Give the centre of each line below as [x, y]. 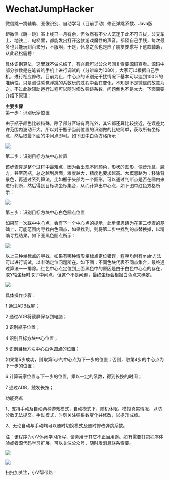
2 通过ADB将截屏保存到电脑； [36, 316]
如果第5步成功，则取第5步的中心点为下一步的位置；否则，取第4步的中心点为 [85, 359]
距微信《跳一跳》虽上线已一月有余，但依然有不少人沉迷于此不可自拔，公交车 [85, 34]
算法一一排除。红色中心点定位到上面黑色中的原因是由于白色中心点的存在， [87, 268]
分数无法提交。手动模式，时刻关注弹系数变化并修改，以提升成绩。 [74, 415]
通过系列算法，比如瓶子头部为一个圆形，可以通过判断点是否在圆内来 [94, 179]
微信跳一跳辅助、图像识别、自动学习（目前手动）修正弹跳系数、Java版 [79, 23]
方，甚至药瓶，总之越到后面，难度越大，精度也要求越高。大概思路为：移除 [83, 173]
